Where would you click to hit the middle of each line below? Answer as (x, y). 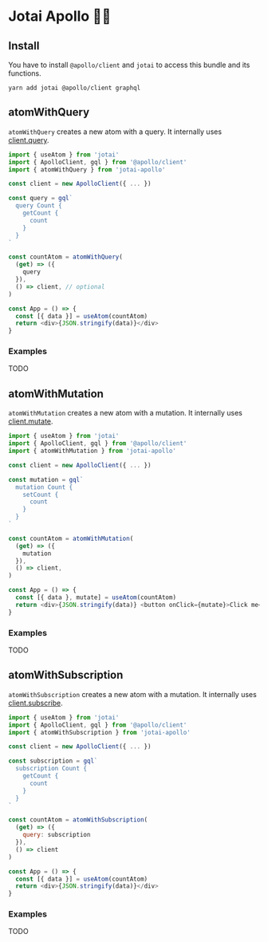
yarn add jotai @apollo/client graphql (75, 88)
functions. (25, 73)
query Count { (39, 206)
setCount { (41, 495)
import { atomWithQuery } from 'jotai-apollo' (87, 169)
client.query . (29, 140)
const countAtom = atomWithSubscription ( (78, 820)
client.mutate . (31, 421)
